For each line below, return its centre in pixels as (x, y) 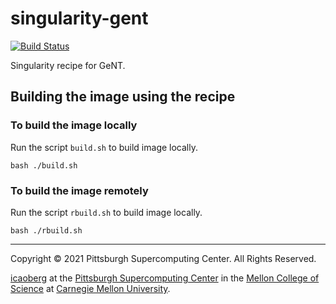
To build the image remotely (79, 190)
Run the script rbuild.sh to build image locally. (106, 212)
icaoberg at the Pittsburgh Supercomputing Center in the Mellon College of (165, 278)
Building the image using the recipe (123, 97)
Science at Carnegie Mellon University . (90, 288)
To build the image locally (74, 125)
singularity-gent (79, 18)
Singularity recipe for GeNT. (68, 65)
